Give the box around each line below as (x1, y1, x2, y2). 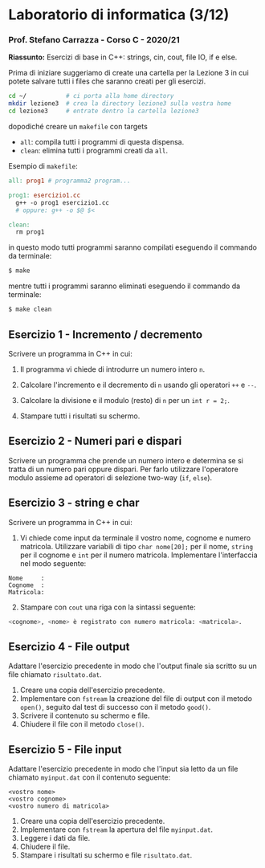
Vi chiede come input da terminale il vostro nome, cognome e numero (19, 532, 251, 543)
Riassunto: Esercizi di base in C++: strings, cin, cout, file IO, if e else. (8, 52, 238, 62)
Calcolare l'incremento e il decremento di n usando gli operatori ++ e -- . (19, 380, 257, 389)
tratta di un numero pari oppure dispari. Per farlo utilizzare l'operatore (8, 464, 238, 474)
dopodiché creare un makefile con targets (8, 122, 149, 132)
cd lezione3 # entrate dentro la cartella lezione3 (8, 107, 199, 116)
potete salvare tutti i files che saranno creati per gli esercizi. (8, 76, 206, 86)
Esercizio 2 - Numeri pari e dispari (8, 434, 182, 448)
